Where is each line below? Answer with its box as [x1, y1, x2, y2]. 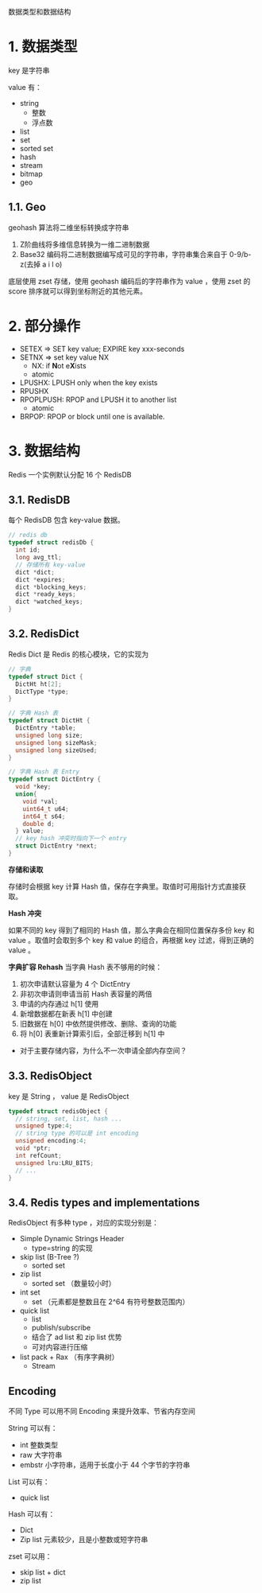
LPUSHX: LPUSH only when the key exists [19, 377, 158, 388]
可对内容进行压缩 [31, 1342, 88, 1352]
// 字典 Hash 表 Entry [8, 768, 80, 776]
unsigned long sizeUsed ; [15, 746, 98, 754]
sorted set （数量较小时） [31, 1279, 117, 1288]
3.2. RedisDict [8, 627, 79, 641]
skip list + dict [19, 1568, 66, 1577]
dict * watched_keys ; [15, 598, 83, 606]
